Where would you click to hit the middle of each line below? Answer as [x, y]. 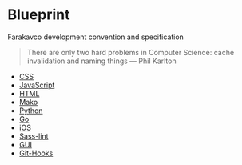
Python [31, 111]
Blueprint [39, 15]
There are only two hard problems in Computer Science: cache [131, 52]
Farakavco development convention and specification [96, 37]
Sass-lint [34, 136]
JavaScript [37, 85]
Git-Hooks [36, 153]
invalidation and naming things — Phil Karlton [101, 61]
